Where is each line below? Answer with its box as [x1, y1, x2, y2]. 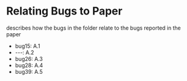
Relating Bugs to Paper [6, 4, 122, 18]
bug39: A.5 [14, 68, 43, 75]
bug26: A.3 [14, 55, 43, 62]
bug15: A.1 [14, 42, 40, 50]
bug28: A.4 [14, 62, 43, 69]
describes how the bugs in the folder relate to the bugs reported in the [6, 24, 181, 31]
